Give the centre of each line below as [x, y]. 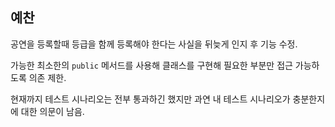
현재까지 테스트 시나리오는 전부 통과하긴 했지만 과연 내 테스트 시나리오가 [150, 99]
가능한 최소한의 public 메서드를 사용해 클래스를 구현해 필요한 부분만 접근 [151, 65]
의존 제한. [47, 77]
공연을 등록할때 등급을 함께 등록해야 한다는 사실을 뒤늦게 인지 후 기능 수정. [154, 44]
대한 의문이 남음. [52, 111]
